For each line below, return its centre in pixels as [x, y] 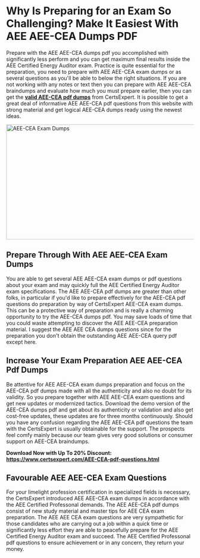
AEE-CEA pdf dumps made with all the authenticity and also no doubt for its [99, 391]
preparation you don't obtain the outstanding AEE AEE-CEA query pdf [92, 335]
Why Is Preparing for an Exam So [89, 11]
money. [15, 549]
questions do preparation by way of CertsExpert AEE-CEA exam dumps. [95, 304]
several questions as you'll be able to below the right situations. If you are [96, 78]
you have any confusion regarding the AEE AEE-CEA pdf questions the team [100, 422]
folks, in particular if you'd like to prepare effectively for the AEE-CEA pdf [96, 297]
